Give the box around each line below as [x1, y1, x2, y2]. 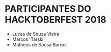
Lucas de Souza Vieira [12, 31, 60, 37]
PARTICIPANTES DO [5, 3, 91, 15]
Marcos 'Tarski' [12, 36, 45, 42]
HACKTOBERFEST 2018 [5, 14, 106, 25]
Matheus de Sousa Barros [12, 41, 67, 47]
